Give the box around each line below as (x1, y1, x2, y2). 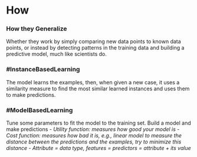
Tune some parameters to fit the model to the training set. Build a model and (6, 119, 192, 127)
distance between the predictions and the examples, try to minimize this (6, 138, 182, 145)
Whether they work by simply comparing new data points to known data (6, 38, 181, 45)
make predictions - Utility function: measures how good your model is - (6, 126, 180, 133)
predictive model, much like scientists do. (6, 51, 107, 58)
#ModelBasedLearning (6, 106, 73, 114)
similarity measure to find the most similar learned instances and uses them (6, 85, 190, 92)
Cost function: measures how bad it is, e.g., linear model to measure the (6, 132, 182, 139)
